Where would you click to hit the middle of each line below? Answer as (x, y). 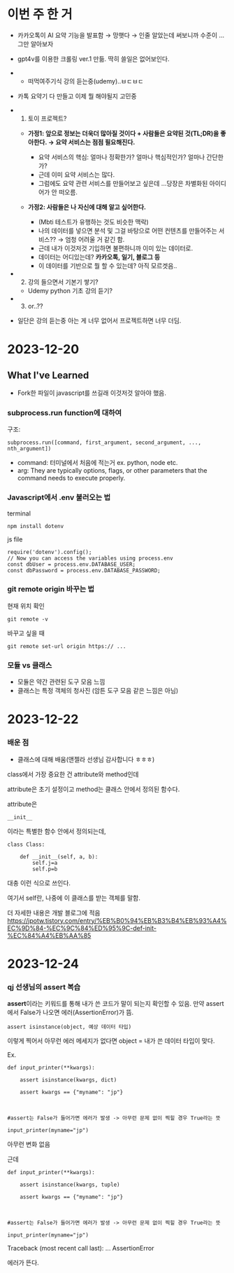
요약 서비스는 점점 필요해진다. (95, 142)
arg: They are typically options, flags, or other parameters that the (112, 471)
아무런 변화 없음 (29, 1145)
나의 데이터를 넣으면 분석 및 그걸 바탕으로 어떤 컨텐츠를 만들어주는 (128, 230)
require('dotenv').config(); (50, 552)
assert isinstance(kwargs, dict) (68, 1080)
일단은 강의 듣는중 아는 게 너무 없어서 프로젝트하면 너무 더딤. (99, 321)
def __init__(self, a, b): (59, 856)
